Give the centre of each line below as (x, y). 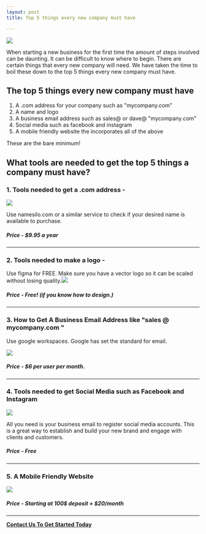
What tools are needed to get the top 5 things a (97, 163)
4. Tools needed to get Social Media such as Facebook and (95, 391)
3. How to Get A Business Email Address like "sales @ (88, 320)
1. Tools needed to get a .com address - (66, 189)
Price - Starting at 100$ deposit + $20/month (65, 503)
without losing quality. (34, 281)
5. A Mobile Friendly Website (50, 476)
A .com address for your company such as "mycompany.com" (94, 105)
